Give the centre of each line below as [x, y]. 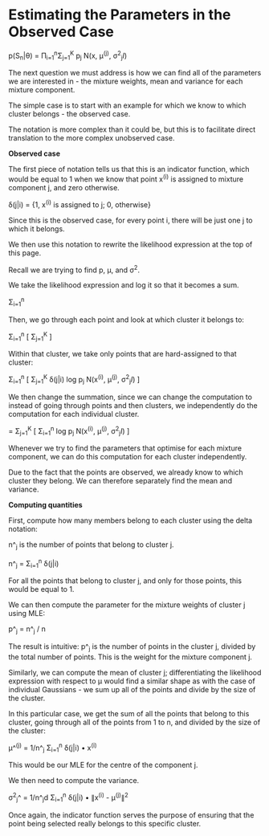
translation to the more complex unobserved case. [92, 138]
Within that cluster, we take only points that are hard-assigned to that [122, 354]
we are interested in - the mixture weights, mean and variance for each [126, 81]
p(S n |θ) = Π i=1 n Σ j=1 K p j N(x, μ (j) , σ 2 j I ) [68, 55]
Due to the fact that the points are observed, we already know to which [126, 472]
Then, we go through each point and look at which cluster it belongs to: [126, 320]
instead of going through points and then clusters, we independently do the [133, 405]
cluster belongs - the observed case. [69, 114]
